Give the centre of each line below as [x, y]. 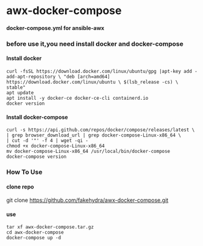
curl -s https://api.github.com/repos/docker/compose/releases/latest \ [101, 130]
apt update [20, 92]
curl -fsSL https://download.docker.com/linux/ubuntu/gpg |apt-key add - [102, 71]
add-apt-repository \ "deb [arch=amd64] [59, 76]
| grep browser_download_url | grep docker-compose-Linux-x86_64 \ [94, 135]
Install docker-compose [37, 117]
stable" [16, 87]
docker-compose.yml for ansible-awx [55, 28]
